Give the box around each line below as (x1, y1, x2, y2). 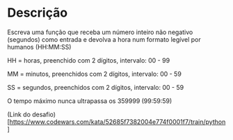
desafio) (32, 110, 56, 118)
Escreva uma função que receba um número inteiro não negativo (7, 28, 193, 36)
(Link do (7, 110, 31, 118)
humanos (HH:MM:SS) (7, 42, 72, 51)
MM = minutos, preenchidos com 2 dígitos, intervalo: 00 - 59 (7, 70, 182, 78)
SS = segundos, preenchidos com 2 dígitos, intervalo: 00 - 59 (7, 83, 184, 91)
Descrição (7, 5, 68, 21)
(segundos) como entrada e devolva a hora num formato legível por (7, 35, 202, 43)
